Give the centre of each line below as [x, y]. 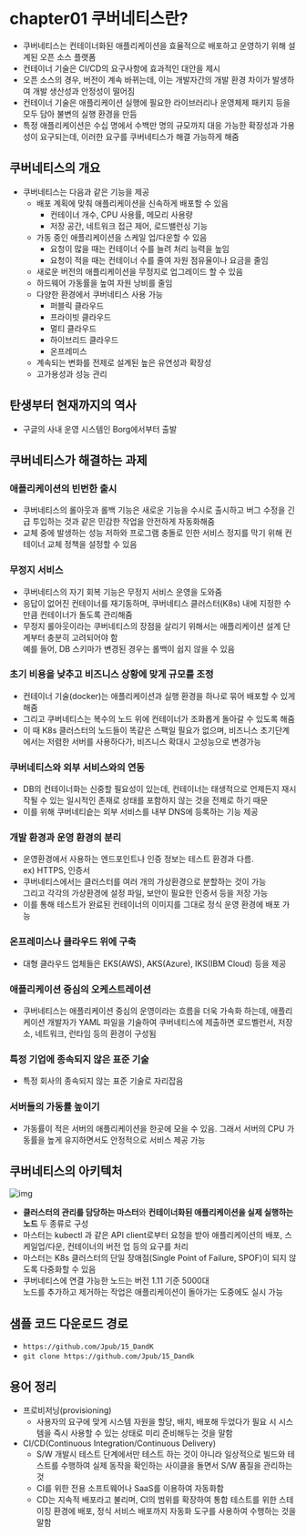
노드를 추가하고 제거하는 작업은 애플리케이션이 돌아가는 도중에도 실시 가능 [153, 1292]
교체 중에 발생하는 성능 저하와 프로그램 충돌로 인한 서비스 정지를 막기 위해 [153, 533]
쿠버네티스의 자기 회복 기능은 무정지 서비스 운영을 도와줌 [122, 592]
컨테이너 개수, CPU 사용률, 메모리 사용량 [121, 214]
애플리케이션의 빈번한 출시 [63, 488]
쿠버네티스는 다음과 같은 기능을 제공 [86, 191]
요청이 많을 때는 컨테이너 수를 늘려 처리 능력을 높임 [140, 249]
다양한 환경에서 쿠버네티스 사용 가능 [100, 294]
